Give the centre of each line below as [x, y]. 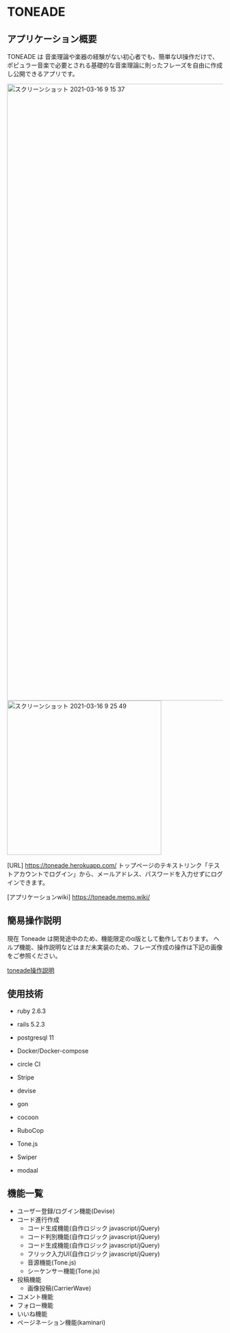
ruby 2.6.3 [31, 1011]
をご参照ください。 [34, 955]
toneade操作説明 [31, 970]
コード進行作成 [38, 1220]
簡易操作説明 [34, 921]
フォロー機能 [35, 1306]
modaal [28, 1170]
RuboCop [30, 1130]
